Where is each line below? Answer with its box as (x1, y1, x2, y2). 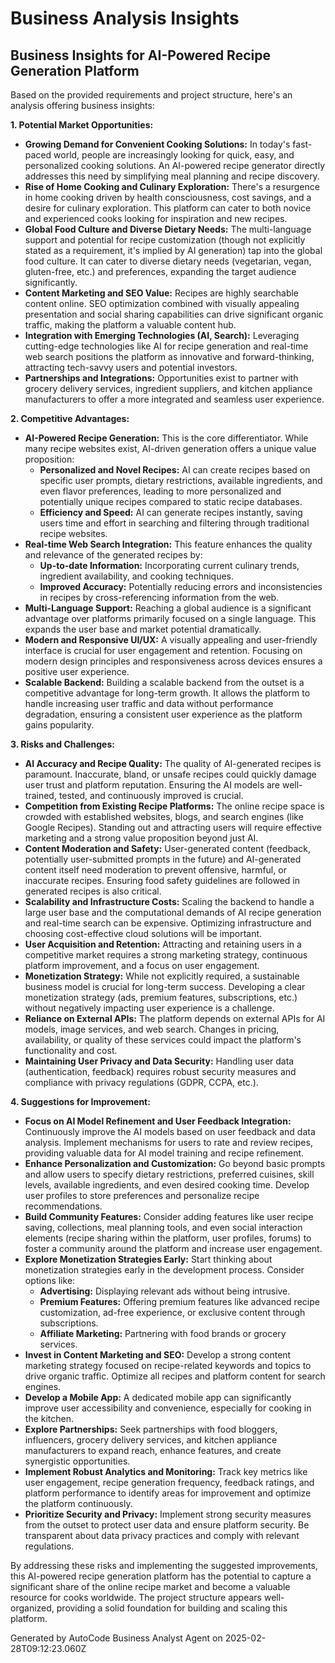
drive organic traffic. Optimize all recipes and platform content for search (24, 1370, 326, 1382)
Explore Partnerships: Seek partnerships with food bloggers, (24, 1423, 278, 1435)
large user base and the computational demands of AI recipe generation (24, 907, 322, 918)
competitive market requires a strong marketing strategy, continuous (24, 949, 308, 961)
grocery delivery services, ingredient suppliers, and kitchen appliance (24, 383, 313, 394)
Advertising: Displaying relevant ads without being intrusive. (39, 1285, 291, 1297)
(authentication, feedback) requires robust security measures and (24, 1066, 297, 1077)
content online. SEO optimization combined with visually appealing (24, 298, 300, 309)
